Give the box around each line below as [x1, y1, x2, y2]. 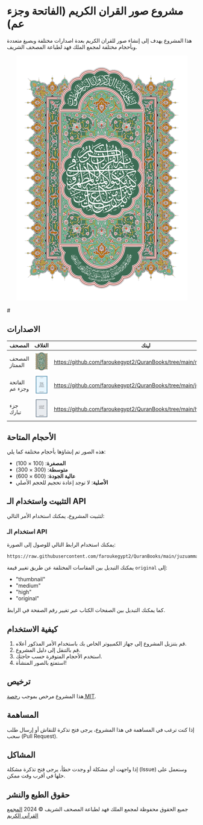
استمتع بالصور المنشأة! [15, 659, 67, 666]
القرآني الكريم [7, 812, 39, 820]
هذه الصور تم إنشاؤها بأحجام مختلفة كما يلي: [7, 448, 106, 455]
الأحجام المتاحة [7, 432, 57, 442]
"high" [15, 588, 32, 596]
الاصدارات [7, 324, 41, 335]
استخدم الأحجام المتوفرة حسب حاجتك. [15, 652, 102, 660]
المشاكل [7, 750, 36, 760]
